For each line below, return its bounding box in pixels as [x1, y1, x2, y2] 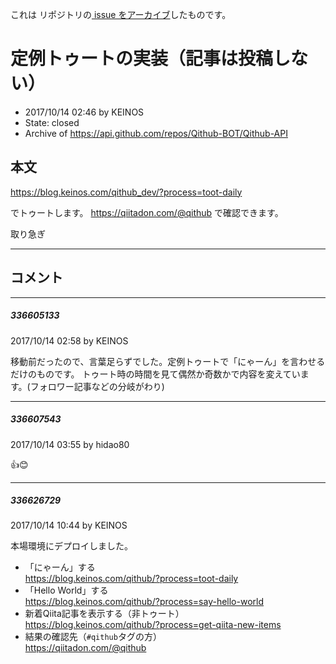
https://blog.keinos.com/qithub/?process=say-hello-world [24, 596, 264, 608]
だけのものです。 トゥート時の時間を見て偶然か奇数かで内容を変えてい [10, 368, 301, 380]
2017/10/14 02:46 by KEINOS [24, 106, 145, 118]
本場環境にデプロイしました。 [10, 540, 133, 552]
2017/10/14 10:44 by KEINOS [10, 519, 128, 532]
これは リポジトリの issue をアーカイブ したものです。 [10, 9, 232, 20]
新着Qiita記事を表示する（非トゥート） [24, 608, 185, 620]
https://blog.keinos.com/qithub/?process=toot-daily [24, 573, 239, 585]
